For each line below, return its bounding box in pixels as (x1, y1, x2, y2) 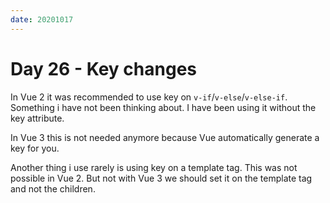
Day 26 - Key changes (10, 57, 198, 80)
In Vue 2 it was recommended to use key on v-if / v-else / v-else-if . (10, 91, 288, 103)
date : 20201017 (10, 14, 74, 25)
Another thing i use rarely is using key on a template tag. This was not (10, 161, 298, 173)
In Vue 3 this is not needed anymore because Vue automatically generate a (10, 131, 320, 143)
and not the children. (10, 182, 96, 195)
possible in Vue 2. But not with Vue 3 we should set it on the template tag (10, 172, 313, 184)
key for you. (10, 142, 60, 154)
